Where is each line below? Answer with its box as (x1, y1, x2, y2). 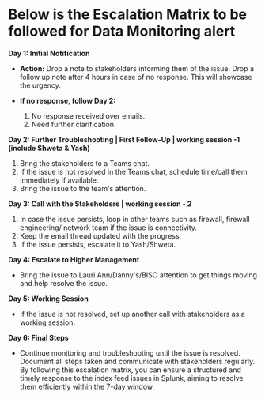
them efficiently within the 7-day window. (19, 382, 155, 391)
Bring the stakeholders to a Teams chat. (19, 158, 150, 168)
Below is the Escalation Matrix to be (8, 6, 248, 24)
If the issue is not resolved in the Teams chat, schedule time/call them (19, 167, 248, 176)
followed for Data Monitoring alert (8, 22, 236, 40)
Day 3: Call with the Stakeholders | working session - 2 (8, 199, 192, 209)
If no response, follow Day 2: (19, 96, 116, 105)
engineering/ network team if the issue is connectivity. (19, 223, 198, 232)
